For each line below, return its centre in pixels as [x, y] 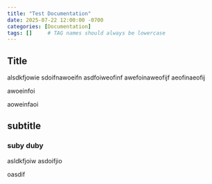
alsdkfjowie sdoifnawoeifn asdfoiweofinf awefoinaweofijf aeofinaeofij [106, 77]
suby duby [25, 146]
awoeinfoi [21, 91]
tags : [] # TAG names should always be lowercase [87, 33]
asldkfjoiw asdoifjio [35, 160]
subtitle [24, 126]
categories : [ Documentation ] [49, 26]
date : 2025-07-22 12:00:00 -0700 [55, 20]
